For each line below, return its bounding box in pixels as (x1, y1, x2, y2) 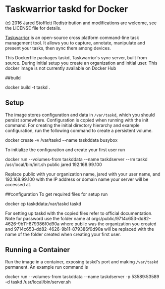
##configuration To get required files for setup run (5, 191, 108, 197)
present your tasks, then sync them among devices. (5, 45, 111, 51)
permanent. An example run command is (5, 264, 88, 270)
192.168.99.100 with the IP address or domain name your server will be (5, 176, 149, 182)
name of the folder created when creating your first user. (5, 231, 121, 237)
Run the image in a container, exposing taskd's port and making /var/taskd (5, 258, 159, 265)
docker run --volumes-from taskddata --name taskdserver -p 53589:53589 (5, 273, 160, 280)
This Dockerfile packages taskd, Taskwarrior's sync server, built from (5, 54, 147, 60)
